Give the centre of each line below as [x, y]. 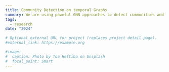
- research [21, 24]
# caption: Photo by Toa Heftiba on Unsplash [55, 56]
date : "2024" [19, 29]
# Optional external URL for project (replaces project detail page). [81, 38]
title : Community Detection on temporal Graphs [56, 10]
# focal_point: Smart [29, 61]
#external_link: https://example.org [45, 43]
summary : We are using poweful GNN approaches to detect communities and [85, 15]
